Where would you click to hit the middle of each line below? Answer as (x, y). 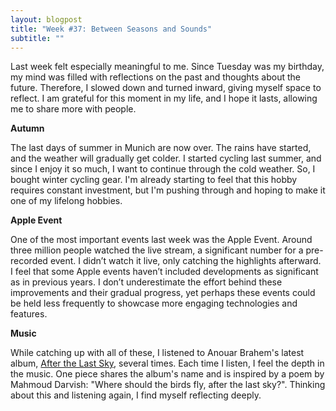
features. (29, 314)
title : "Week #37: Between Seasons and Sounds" (111, 29)
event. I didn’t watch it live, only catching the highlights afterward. (185, 261)
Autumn (27, 128)
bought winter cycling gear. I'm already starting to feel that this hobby (154, 180)
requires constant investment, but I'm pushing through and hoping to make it (168, 190)
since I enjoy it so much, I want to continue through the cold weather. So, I (163, 169)
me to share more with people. (73, 109)
